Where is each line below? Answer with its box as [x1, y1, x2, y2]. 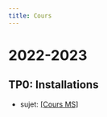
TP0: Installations [8, 78, 99, 92]
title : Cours [8, 11, 52, 20]
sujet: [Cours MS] [19, 99, 79, 109]
